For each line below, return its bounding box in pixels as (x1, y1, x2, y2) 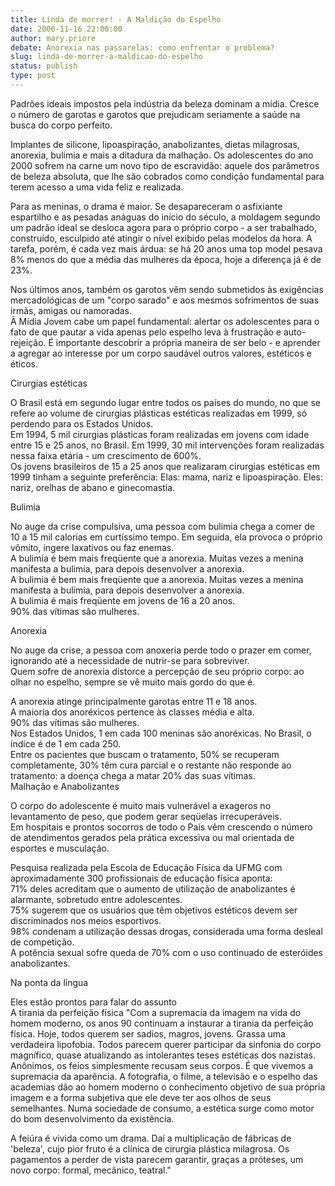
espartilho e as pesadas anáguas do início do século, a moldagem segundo (10, 211, 321, 223)
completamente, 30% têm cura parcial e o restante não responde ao (10, 759, 292, 771)
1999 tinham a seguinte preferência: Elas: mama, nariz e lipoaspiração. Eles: (10, 471, 324, 483)
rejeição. (10, 336, 47, 348)
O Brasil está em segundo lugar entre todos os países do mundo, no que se (10, 396, 321, 408)
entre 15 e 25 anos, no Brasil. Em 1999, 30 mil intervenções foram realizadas (10, 439, 325, 451)
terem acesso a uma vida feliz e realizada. (10, 181, 184, 193)
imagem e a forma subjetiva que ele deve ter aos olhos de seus (10, 1091, 272, 1103)
